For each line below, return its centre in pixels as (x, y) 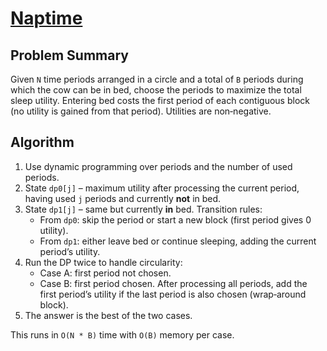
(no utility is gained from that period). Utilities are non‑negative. (141, 111)
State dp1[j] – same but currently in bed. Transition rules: (143, 209)
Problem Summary (69, 55)
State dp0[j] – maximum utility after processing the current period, (162, 188)
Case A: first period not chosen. (105, 273)
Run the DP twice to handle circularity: (103, 262)
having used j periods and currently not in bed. (123, 198)
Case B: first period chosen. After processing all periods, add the (173, 283)
